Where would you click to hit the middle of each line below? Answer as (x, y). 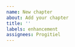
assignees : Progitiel (34, 35)
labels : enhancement (32, 29)
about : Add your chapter (37, 18)
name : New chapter (29, 12)
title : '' (19, 23)
